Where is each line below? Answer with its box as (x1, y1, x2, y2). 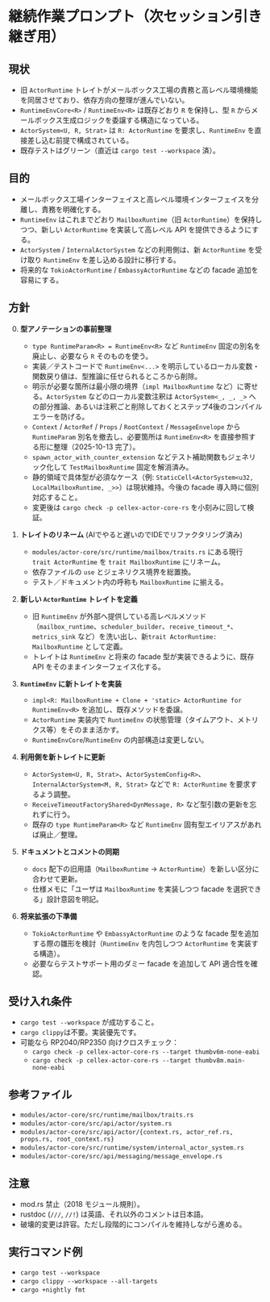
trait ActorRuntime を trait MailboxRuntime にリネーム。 (31, 557, 226, 566)
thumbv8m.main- (194, 1057, 246, 1065)
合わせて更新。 (31, 874, 82, 883)
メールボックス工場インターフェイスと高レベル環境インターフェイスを (19, 194, 252, 204)
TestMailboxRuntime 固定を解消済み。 (69, 461, 193, 472)
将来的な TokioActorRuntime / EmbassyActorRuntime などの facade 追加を (19, 265, 259, 274)
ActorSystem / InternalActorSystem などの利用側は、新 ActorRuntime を (19, 244, 255, 254)
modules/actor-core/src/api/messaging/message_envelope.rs (19, 1153, 223, 1161)
